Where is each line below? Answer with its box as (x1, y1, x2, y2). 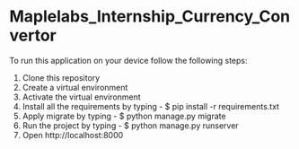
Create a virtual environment (22, 82, 128, 92)
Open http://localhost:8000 (22, 129, 124, 140)
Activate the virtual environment (22, 92, 141, 102)
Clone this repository (22, 72, 101, 83)
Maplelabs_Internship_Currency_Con (9, 6, 291, 27)
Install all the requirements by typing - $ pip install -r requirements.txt (22, 101, 280, 111)
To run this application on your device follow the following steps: (9, 55, 249, 66)
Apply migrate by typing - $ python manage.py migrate (22, 110, 226, 121)
